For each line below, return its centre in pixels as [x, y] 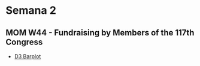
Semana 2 [31, 10]
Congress [24, 42]
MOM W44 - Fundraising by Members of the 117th [100, 33]
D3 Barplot [28, 56]
